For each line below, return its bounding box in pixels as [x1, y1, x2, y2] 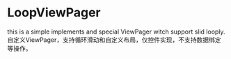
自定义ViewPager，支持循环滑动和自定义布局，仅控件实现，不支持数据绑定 [7, 36, 221, 44]
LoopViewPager [7, 5, 101, 21]
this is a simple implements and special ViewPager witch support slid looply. [7, 27, 225, 36]
